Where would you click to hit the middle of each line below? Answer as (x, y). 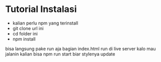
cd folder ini (25, 33)
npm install (24, 39)
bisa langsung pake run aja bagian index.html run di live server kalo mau (80, 48)
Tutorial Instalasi (41, 9)
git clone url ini (28, 28)
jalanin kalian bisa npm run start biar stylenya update (60, 54)
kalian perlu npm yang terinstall (45, 23)
